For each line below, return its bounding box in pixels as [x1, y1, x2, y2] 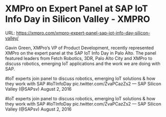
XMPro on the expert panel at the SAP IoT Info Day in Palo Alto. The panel [5, 50, 157, 56]
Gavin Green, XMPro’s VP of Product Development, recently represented [5, 45, 154, 51]
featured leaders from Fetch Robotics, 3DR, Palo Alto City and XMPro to [5, 55, 153, 61]
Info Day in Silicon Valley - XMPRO [5, 13, 151, 25]
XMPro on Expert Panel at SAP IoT [5, 3, 148, 14]
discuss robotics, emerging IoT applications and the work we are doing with [5, 60, 161, 66]
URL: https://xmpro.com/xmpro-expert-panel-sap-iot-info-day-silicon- [5, 30, 151, 36]
